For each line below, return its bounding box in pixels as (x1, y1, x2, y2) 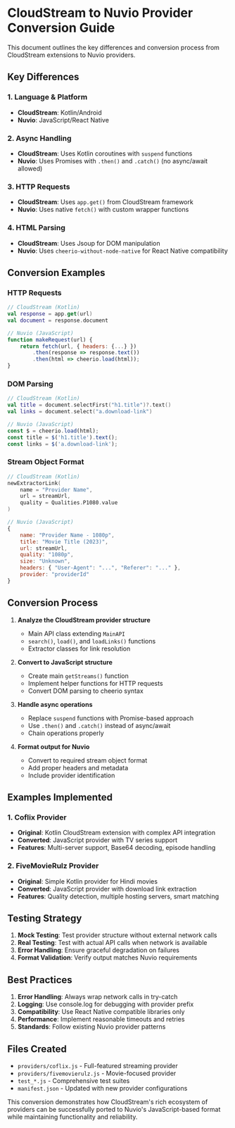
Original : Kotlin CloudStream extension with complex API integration (17, 829, 216, 837)
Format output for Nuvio (17, 742, 90, 751)
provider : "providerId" (20, 571, 90, 578)
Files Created (7, 1043, 67, 1055)
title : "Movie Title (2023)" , (20, 538, 109, 545)
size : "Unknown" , (20, 558, 71, 565)
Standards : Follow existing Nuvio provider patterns (17, 1022, 166, 1031)
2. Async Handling (7, 133, 72, 143)
